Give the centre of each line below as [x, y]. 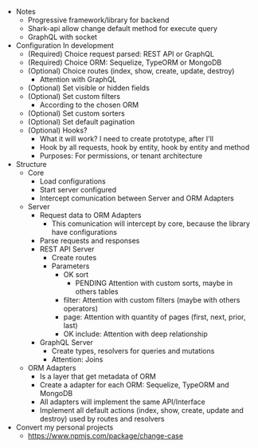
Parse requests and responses [90, 240]
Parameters [70, 266]
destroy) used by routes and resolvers [102, 419]
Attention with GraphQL [78, 79]
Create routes [74, 258]
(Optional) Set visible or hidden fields [88, 88]
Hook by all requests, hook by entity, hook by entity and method [145, 147]
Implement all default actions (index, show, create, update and [142, 410]
